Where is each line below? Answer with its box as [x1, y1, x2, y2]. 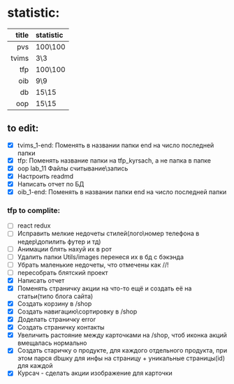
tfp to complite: [7, 206, 61, 216]
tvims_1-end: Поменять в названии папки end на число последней [17, 141, 214, 149]
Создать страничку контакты [17, 323, 105, 332]
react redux [17, 221, 51, 230]
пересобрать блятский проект [17, 268, 108, 276]
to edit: [7, 122, 39, 134]
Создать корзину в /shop [17, 299, 92, 308]
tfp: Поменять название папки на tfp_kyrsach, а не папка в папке [17, 156, 212, 165]
